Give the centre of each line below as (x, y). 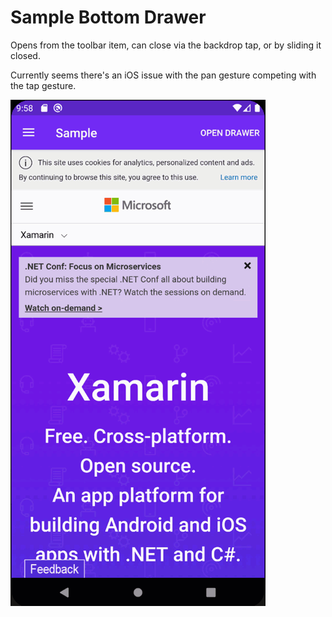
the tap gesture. (43, 85)
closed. (25, 55)
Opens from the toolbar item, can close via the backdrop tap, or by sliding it (166, 45)
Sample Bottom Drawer (108, 17)
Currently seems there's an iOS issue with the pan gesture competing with (163, 75)
